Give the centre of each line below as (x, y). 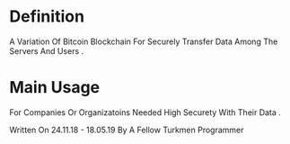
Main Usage (55, 88)
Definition (47, 17)
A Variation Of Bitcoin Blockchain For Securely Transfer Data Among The (144, 41)
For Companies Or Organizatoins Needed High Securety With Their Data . (145, 112)
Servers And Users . (47, 50)
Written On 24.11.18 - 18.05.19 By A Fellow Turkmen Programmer (127, 130)
